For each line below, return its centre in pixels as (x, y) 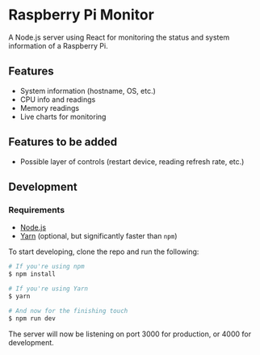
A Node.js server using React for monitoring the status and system (119, 37)
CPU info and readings (58, 99)
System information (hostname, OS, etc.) (88, 91)
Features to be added (63, 142)
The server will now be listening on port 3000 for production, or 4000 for (130, 334)
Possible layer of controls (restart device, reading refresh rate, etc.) (132, 161)
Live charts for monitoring (63, 116)
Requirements (37, 209)
